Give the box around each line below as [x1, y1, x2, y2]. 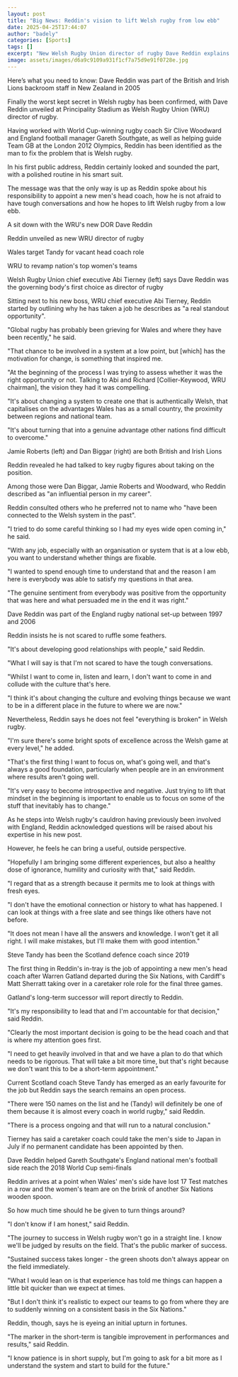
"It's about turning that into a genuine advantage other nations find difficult [7, 425, 226, 434]
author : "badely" [7, 30, 59, 38]
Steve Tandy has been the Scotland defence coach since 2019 [7, 950, 190, 959]
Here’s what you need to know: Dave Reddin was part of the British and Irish [7, 76, 229, 84]
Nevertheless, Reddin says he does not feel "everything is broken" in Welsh [7, 715, 228, 723]
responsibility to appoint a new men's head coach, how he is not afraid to [7, 191, 222, 199]
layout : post [7, 10, 46, 18]
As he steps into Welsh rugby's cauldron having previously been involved [7, 815, 222, 823]
